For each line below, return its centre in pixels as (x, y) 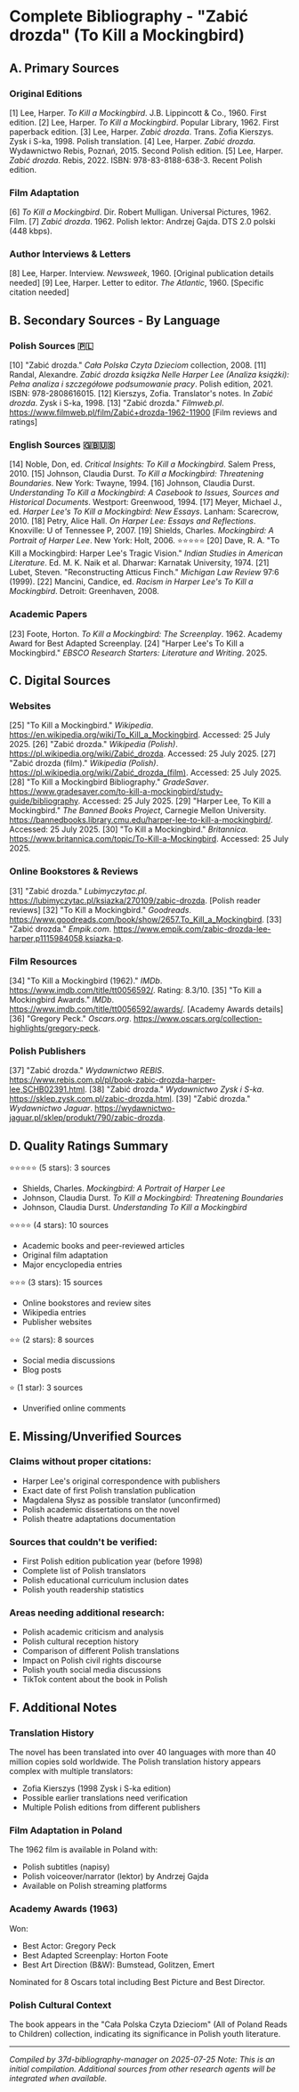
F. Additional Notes (63, 1707)
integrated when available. (58, 2078)
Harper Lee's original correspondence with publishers (121, 1481)
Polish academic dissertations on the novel (101, 1509)
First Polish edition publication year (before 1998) (112, 1561)
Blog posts (42, 1370)
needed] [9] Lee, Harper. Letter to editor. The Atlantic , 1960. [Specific (137, 283)
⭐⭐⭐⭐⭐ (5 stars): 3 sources (60, 1168)
